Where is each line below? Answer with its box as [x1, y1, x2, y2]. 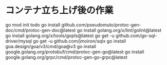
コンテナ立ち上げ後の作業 [5, 5, 114, 16]
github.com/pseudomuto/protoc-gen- [61, 21, 141, 28]
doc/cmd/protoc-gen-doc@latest [5, 27, 76, 33]
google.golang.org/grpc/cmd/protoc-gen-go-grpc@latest [5, 54, 127, 60]
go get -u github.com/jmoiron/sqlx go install [33, 38, 126, 44]
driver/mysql [5, 38, 32, 44]
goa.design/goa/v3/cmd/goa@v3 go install [5, 43, 97, 49]
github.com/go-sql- [115, 32, 158, 39]
